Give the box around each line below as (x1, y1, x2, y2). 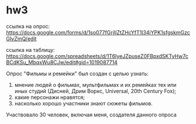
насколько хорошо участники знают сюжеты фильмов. (14, 100, 153, 107)
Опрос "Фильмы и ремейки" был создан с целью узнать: (6, 70, 149, 77)
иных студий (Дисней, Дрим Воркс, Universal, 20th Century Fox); (14, 87, 177, 94)
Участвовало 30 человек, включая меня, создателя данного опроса (6, 111, 177, 118)
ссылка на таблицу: (6, 46, 55, 53)
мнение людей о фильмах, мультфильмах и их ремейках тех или (14, 81, 177, 88)
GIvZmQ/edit (6, 35, 37, 42)
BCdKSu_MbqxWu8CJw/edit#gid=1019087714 (6, 59, 118, 66)
